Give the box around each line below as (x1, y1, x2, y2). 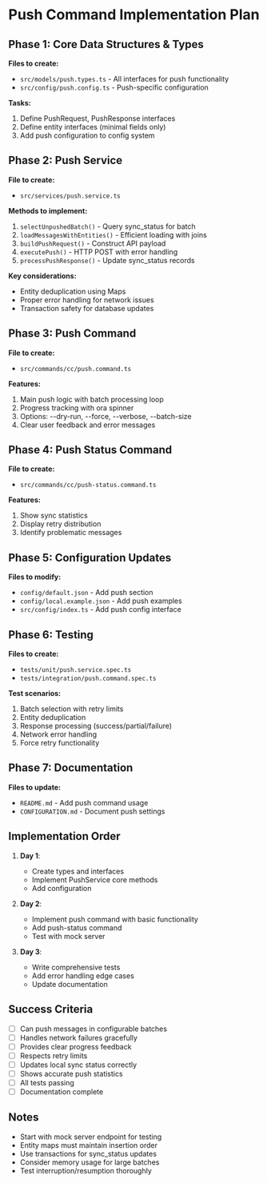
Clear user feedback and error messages (19, 420, 156, 430)
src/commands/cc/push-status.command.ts (19, 482, 157, 490)
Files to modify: (8, 572, 62, 582)
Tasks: (8, 98, 31, 107)
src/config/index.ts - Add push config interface (19, 605, 181, 614)
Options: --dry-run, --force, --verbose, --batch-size (19, 411, 192, 421)
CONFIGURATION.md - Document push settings (19, 806, 165, 816)
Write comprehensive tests (31, 962, 121, 972)
